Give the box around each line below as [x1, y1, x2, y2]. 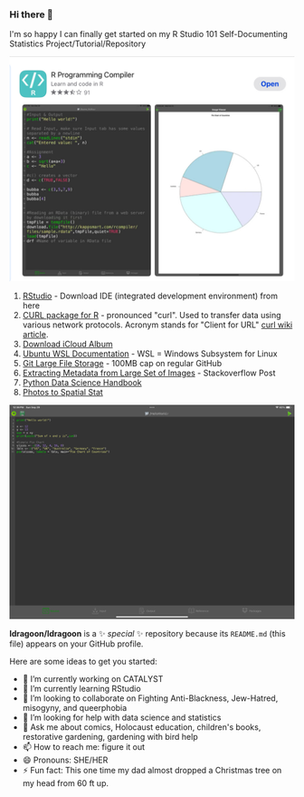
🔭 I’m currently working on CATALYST [22, 673, 164, 684]
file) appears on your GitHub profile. [9, 638, 144, 649]
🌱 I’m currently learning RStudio [22, 683, 142, 694]
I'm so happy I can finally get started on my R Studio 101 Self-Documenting [9, 29, 288, 40]
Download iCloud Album [22, 339, 113, 349]
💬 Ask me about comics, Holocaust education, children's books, [22, 721, 261, 733]
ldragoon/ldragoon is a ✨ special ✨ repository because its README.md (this [9, 627, 287, 638]
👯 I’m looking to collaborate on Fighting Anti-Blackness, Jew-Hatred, [22, 693, 279, 704]
